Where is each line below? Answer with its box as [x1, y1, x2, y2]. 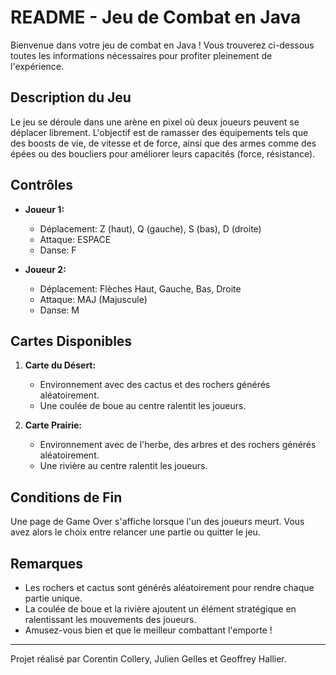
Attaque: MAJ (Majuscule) [39, 293, 148, 305]
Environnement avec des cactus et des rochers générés [39, 379, 271, 391]
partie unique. [24, 592, 83, 604]
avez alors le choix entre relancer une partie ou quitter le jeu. [10, 526, 261, 538]
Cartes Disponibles [10, 332, 133, 350]
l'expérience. [10, 60, 65, 72]
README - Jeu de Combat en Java [10, 6, 302, 29]
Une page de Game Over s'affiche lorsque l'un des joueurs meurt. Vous [10, 516, 305, 528]
